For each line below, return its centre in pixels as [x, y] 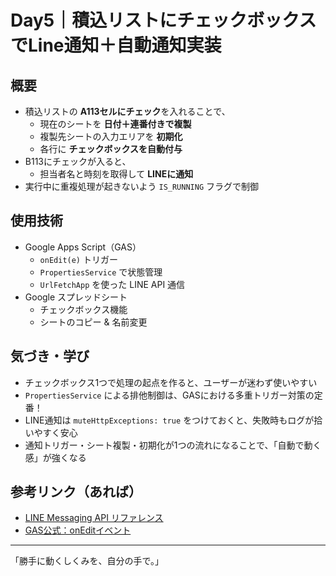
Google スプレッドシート [76, 297]
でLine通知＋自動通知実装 [116, 45]
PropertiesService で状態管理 [101, 272]
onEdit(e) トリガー [78, 259]
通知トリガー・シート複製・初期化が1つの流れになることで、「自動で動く [173, 445]
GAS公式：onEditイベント [78, 530]
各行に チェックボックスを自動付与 [111, 149]
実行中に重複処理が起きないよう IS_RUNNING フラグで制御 [141, 186]
